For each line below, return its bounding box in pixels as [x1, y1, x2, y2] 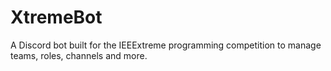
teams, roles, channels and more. [10, 49, 148, 61]
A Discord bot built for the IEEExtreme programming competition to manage [10, 39, 322, 51]
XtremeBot [10, 6, 103, 29]
